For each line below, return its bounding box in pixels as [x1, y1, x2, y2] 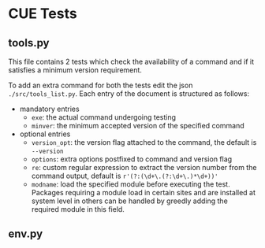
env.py [8, 228, 43, 241]
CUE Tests [8, 5, 77, 23]
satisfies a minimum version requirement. [8, 65, 142, 75]
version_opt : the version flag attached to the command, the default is [31, 138, 257, 146]
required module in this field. [31, 205, 125, 213]
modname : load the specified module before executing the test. [31, 180, 230, 189]
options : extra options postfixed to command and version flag [31, 154, 233, 164]
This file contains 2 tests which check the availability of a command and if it [8, 57, 255, 66]
